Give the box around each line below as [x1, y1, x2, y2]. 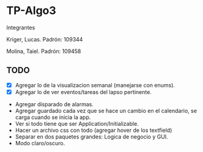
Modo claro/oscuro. [15, 139, 65, 147]
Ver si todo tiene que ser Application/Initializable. [15, 120, 139, 127]
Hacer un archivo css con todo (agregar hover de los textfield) [15, 126, 172, 134]
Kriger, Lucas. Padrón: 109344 [6, 35, 83, 43]
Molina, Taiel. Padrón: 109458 [6, 47, 81, 55]
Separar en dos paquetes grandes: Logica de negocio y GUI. [15, 132, 168, 140]
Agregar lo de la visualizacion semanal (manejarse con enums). [15, 81, 175, 89]
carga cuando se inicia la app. [15, 114, 91, 121]
